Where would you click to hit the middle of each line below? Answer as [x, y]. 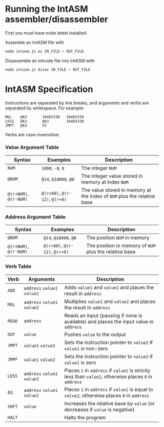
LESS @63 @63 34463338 [44, 121]
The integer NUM [99, 168]
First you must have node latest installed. [46, 33]
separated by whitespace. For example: [45, 108]
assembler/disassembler [57, 19]
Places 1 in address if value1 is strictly [107, 370]
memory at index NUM [105, 182]
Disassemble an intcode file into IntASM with [50, 61]
